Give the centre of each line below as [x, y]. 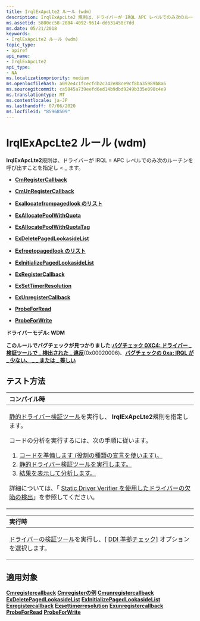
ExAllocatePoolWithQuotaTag [52, 227]
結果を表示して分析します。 [58, 473]
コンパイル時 [27, 399]
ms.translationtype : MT [36, 95]
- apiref [17, 51]
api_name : [18, 56]
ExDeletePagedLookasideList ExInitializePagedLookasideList [83, 599]
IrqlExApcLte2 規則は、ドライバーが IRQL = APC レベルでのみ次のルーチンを [100, 160]
